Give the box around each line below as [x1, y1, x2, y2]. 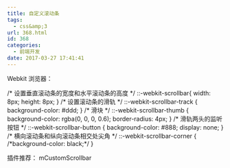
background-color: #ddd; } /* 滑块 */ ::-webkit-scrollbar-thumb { [7, 106, 189, 114]
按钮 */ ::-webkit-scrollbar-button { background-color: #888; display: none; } [7, 123, 224, 131]
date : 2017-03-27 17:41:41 [7, 55, 84, 62]
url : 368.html [7, 29, 48, 36]
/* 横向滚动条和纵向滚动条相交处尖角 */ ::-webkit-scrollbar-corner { [7, 132, 197, 140]
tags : [7, 16, 23, 23]
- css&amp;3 [13, 23, 48, 29]
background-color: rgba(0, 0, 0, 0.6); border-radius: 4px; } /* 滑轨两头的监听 [7, 115, 223, 123]
